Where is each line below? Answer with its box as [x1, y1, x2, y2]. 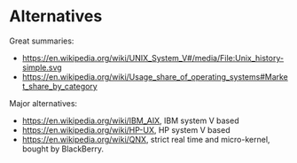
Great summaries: [9, 35, 74, 46]
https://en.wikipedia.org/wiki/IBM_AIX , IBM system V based [21, 115, 239, 126]
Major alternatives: [9, 97, 78, 108]
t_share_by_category [21, 81, 98, 91]
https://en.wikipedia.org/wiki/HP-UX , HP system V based [21, 124, 231, 135]
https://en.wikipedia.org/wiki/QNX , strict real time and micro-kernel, [21, 134, 270, 144]
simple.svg [21, 62, 62, 73]
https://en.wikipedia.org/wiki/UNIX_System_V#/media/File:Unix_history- [21, 52, 285, 63]
